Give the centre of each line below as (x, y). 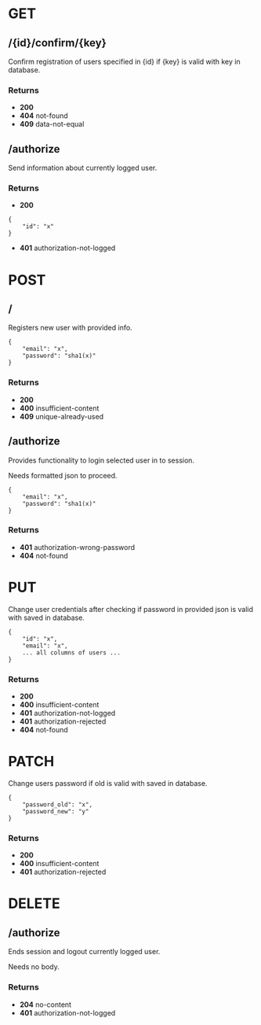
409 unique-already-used (62, 416)
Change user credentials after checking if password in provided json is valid (130, 609)
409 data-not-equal (52, 124)
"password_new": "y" (56, 811)
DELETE (34, 903)
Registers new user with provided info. (70, 328)
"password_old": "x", (57, 804)
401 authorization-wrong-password (77, 547)
